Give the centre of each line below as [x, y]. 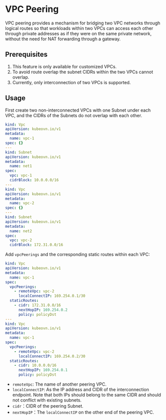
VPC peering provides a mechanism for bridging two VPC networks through [83, 23]
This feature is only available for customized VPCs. [64, 66]
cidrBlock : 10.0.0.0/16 [34, 180]
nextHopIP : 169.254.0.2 [43, 310]
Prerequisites [26, 55]
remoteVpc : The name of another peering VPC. [59, 384]
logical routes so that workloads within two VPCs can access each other [79, 28]
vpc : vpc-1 [21, 175]
